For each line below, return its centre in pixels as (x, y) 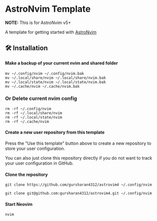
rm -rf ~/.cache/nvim (27, 122)
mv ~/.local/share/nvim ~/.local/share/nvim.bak (56, 78)
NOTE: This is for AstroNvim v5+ (38, 23)
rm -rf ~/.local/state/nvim (34, 117)
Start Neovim (19, 204)
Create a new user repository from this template (55, 132)
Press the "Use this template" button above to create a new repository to (78, 144)
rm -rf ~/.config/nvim (28, 109)
